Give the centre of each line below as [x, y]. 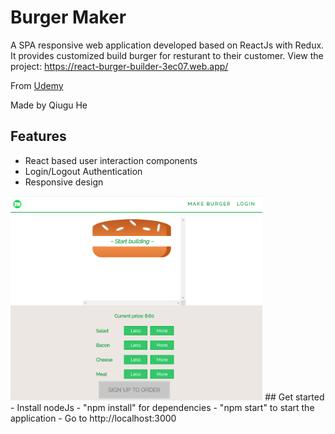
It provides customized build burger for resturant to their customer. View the [167, 55]
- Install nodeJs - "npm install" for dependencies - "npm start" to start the [162, 407]
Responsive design [64, 182]
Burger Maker [68, 17]
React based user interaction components [111, 160]
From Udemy [37, 85]
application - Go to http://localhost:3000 [93, 418]
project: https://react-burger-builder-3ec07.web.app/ [119, 66]
